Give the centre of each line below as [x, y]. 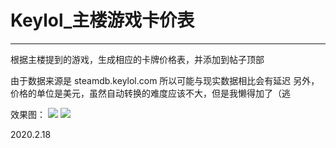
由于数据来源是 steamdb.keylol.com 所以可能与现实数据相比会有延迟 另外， [165, 80]
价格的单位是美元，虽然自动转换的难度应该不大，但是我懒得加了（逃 [150, 93]
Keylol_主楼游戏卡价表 [102, 20]
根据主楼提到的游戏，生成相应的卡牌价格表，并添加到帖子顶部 [137, 59]
